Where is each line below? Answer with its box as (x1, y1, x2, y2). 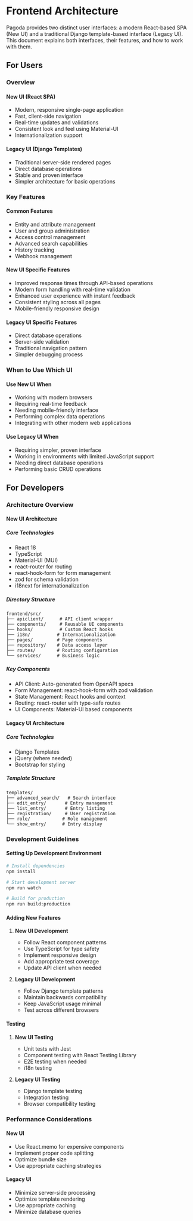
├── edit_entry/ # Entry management (6, 800, 113, 806)
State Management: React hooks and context (14, 693, 126, 700)
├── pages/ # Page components (6, 637, 102, 643)
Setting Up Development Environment (6, 850, 102, 857)
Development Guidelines (6, 835, 79, 843)
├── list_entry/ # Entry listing (6, 805, 105, 811)
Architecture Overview (6, 500, 74, 509)
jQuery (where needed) (14, 754, 73, 761)
